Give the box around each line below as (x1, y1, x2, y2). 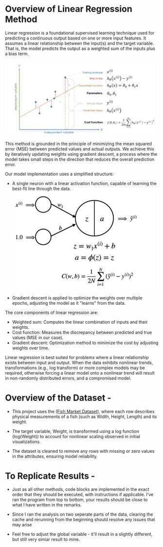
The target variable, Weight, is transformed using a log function (12, 428, 140, 434)
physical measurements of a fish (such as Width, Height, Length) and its (12, 414, 157, 420)
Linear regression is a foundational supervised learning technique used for (5, 30, 155, 36)
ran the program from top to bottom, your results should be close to (12, 497, 148, 503)
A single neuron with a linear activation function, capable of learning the (12, 181, 157, 187)
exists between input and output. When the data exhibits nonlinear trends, (5, 359, 153, 365)
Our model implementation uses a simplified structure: (5, 171, 114, 177)
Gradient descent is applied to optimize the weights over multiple (12, 295, 143, 301)
